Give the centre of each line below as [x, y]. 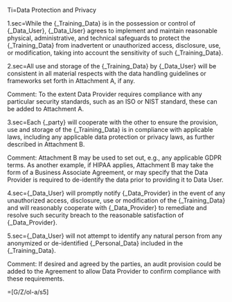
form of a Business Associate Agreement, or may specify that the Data [108, 172]
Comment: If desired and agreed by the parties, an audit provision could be [114, 264]
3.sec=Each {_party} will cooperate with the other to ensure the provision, [113, 122]
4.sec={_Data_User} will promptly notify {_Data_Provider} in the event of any [116, 193]
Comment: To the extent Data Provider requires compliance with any [105, 94]
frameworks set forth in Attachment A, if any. [71, 81]
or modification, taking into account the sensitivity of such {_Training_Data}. [115, 53]
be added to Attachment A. [46, 109]
